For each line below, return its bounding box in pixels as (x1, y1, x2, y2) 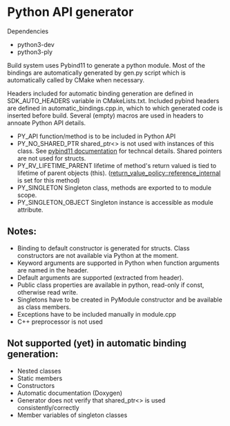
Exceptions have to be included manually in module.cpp (17, 310, 176, 318)
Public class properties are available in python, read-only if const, (17, 281, 204, 289)
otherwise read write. (17, 288, 78, 296)
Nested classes (17, 367, 61, 375)
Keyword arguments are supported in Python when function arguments (17, 259, 220, 267)
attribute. (17, 205, 44, 214)
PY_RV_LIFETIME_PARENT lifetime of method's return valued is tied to (17, 161, 217, 169)
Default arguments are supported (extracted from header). (17, 273, 184, 281)
